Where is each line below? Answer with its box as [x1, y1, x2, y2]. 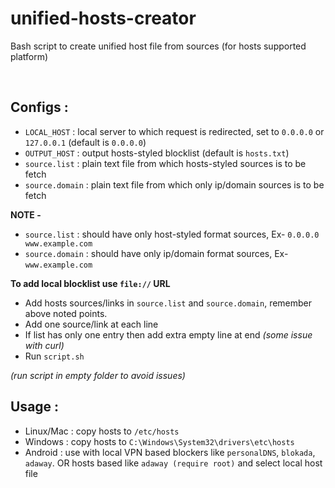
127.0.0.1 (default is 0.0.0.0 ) [24, 136, 147, 148]
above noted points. [24, 307, 108, 319]
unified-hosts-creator [10, 7, 197, 30]
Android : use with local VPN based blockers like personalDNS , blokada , [24, 446, 316, 458]
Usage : [10, 398, 60, 416]
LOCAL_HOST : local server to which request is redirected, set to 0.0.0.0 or [24, 125, 325, 137]
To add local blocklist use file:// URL [10, 277, 171, 289]
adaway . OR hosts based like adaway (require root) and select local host [24, 457, 323, 469]
